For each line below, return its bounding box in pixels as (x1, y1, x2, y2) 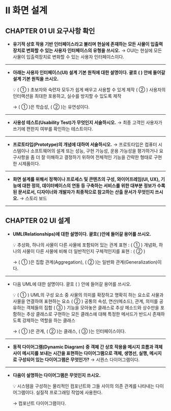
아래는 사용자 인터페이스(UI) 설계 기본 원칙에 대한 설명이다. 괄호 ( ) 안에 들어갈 (12, 69, 165, 75)
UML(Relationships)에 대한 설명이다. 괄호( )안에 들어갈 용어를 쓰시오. (12, 230, 152, 237)
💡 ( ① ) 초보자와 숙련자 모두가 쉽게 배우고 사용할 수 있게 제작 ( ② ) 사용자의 (12, 87, 166, 92)
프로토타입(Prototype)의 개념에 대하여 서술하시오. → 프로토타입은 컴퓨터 (12, 141, 157, 147)
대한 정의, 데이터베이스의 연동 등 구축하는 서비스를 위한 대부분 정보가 (22, 183, 156, 189)
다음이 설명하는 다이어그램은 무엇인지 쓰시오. (12, 372, 101, 378)
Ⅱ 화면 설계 (5, 5, 48, 16)
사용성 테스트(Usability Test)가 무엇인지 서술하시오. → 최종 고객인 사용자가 (12, 119, 163, 125)
